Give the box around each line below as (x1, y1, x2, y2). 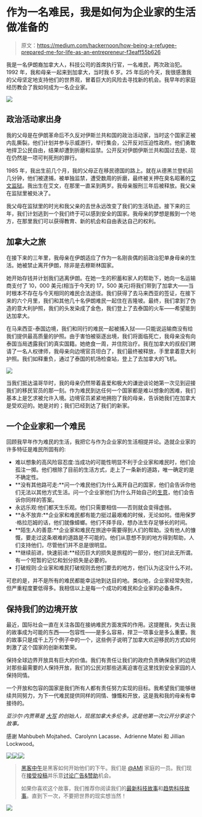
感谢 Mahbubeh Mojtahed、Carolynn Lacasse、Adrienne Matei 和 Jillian (6, 733, 185, 740)
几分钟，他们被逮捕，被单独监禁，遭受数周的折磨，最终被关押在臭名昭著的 (6, 174, 191, 182)
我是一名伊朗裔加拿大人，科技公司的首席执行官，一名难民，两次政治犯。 (6, 61, 185, 68)
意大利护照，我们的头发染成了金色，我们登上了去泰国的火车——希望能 (16, 304, 191, 311)
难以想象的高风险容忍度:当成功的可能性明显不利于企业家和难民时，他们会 (14, 459, 196, 466)
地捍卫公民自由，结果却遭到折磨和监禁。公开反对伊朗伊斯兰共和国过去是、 (6, 146, 191, 154)
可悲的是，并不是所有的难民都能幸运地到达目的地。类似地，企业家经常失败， (6, 577, 196, 584)
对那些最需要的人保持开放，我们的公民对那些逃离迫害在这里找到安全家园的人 (6, 664, 196, 672)
